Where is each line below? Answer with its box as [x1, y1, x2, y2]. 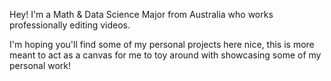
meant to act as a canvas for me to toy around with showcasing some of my [9, 49, 322, 61]
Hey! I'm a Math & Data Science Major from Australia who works [9, 9, 274, 20]
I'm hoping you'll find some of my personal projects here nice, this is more [9, 39, 315, 50]
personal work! [9, 60, 72, 71]
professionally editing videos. [9, 19, 131, 31]
